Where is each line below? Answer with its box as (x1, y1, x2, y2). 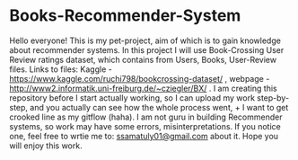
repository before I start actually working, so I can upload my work (9, 92, 256, 103)
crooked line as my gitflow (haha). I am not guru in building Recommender (9, 111, 283, 122)
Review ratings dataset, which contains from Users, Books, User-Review (9, 54, 276, 65)
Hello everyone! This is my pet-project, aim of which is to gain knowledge (9, 35, 281, 46)
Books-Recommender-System (9, 5, 241, 26)
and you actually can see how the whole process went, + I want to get (30, 102, 289, 112)
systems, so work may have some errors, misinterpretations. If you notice (9, 120, 281, 131)
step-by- (257, 92, 290, 103)
